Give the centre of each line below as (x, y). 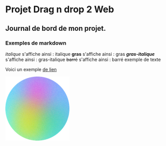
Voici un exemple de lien (31, 69)
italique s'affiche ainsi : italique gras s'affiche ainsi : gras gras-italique (80, 54)
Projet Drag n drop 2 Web (60, 9)
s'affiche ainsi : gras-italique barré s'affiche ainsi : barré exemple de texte (83, 59)
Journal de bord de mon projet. (56, 28)
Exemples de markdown (36, 43)
